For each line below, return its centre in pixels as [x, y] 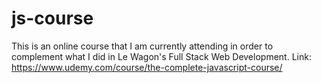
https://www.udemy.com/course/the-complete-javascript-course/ [147, 67]
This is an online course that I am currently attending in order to [142, 46]
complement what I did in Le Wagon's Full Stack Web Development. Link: [161, 56]
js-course [52, 18]
